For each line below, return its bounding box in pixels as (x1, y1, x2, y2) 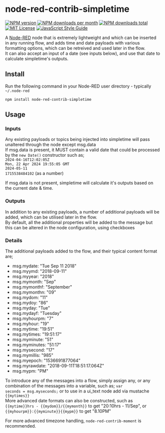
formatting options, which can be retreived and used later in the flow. (5, 45, 146, 51)
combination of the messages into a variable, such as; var (5, 383, 123, 389)
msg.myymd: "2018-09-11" (12, 268, 67, 274)
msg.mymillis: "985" (12, 352, 53, 358)
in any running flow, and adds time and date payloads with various (5, 40, 140, 45)
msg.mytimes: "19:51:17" (12, 331, 62, 337)
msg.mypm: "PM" (12, 368, 48, 374)
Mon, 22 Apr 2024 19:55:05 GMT (5, 162, 70, 167)
